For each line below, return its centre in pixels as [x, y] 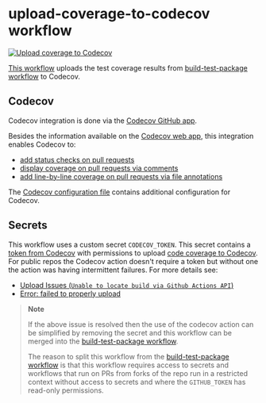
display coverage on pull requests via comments [99, 168]
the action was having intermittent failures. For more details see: [113, 270]
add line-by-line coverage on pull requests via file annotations [121, 176]
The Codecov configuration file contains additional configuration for [120, 192]
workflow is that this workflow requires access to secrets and [128, 365]
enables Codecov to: [42, 144]
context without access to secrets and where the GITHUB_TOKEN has [137, 382]
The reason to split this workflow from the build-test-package [128, 356]
